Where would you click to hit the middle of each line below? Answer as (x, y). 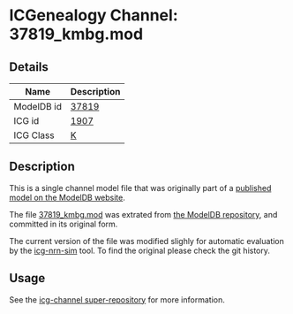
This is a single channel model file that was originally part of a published (140, 188)
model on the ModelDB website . (68, 197)
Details (29, 67)
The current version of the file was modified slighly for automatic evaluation (147, 241)
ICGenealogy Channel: (94, 15)
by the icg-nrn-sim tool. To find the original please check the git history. (140, 250)
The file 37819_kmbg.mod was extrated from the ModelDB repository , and (143, 214)
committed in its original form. (64, 224)
